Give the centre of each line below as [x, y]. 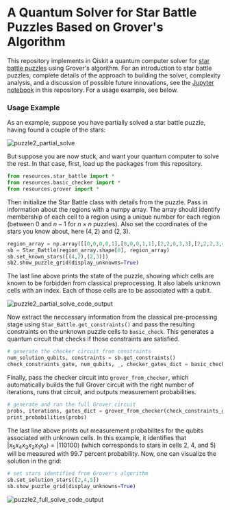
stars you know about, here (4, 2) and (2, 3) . [69, 231]
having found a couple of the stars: [56, 130]
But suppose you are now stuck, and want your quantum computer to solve [113, 156]
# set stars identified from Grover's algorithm [78, 474]
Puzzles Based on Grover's [85, 27]
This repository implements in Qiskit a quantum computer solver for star [108, 60]
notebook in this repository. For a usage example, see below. [93, 90]
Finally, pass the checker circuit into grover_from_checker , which [98, 377]
